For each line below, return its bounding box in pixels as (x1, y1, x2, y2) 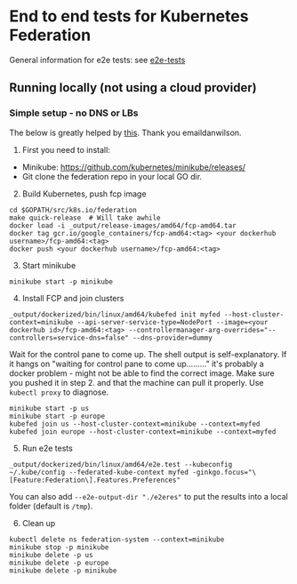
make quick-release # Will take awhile (9, 213, 162, 222)
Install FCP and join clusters (21, 292, 124, 303)
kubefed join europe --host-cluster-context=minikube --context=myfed (9, 427, 277, 436)
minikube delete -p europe (9, 558, 109, 567)
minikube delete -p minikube (9, 566, 117, 575)
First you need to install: (21, 144, 111, 155)
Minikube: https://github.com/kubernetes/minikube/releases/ (21, 162, 246, 172)
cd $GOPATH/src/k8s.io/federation (9, 205, 138, 214)
